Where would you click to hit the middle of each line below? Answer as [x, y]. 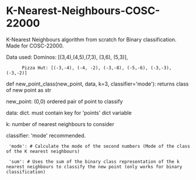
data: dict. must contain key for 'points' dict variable [69, 113]
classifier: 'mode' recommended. [46, 135]
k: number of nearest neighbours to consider [60, 124]
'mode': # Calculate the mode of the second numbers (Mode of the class [99, 146]
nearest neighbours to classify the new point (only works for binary [94, 167]
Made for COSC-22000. [35, 46]
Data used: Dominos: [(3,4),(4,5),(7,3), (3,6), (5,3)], [67, 57]
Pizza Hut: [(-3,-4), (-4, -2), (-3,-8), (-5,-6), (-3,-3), [97, 68]
